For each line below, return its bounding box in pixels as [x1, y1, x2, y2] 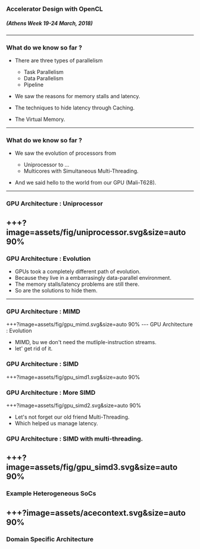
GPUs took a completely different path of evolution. [14, 268, 141, 275]
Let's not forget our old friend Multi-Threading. [14, 413, 130, 420]
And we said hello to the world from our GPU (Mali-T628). [14, 179, 157, 186]
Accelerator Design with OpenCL [6, 5, 103, 13]
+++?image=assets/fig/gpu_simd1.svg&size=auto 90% [6, 373, 140, 380]
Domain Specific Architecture [6, 535, 94, 543]
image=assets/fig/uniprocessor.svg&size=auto [6, 227, 186, 237]
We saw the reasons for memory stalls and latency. [14, 93, 140, 100]
